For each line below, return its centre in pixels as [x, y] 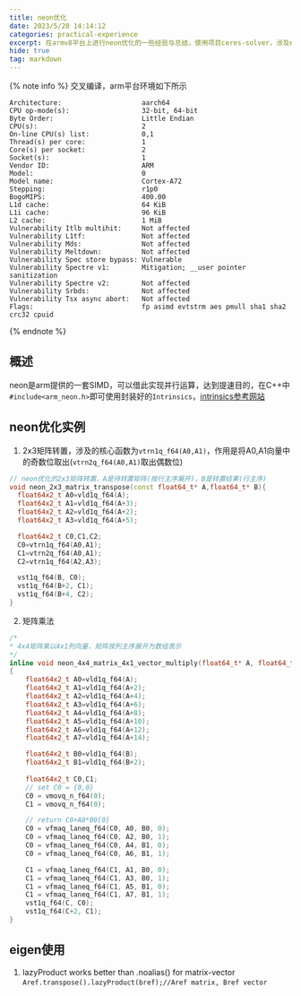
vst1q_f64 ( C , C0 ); [60, 903]
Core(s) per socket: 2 [77, 150]
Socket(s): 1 [77, 158]
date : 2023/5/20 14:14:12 [57, 26]
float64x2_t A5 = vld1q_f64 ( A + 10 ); [88, 721]
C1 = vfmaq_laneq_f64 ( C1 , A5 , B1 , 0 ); [98, 887]
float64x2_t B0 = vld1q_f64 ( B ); [82, 754]
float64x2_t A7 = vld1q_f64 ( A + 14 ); [88, 738]
